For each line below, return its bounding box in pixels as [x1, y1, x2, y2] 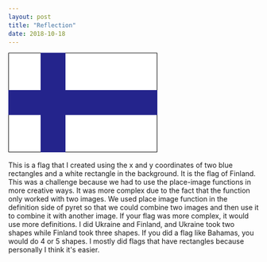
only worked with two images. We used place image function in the [8, 194, 228, 204]
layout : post [8, 13, 52, 21]
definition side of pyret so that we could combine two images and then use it [8, 203, 259, 213]
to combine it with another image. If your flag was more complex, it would [8, 211, 249, 221]
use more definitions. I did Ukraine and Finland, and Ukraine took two [8, 220, 235, 229]
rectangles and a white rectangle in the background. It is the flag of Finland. [8, 169, 256, 178]
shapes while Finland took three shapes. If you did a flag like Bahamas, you [8, 228, 254, 238]
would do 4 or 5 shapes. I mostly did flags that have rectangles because [8, 237, 245, 246]
